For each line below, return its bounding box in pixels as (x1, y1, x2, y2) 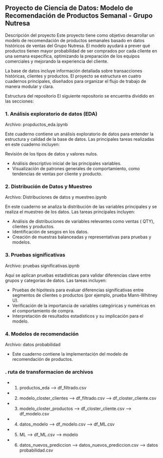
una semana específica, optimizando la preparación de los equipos (5, 53, 140, 59)
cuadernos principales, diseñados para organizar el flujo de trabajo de (5, 78, 146, 84)
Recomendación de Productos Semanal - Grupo (5, 12, 153, 20)
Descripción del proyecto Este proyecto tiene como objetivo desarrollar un (5, 32, 155, 38)
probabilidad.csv (19, 447, 54, 453)
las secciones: (5, 98, 34, 104)
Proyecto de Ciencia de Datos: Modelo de (5, 4, 133, 12)
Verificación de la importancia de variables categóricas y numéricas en (12, 303, 155, 308)
